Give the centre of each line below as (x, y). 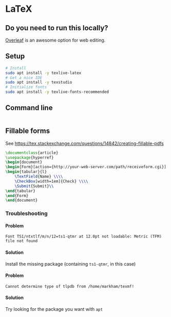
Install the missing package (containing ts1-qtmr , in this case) (71, 264)
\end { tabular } (21, 191)
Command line (29, 108)
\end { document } (22, 201)
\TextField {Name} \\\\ (39, 177)
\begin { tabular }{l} (26, 172)
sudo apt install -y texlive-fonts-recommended (57, 92)
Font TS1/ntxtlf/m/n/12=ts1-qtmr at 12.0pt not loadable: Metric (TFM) (83, 236)
